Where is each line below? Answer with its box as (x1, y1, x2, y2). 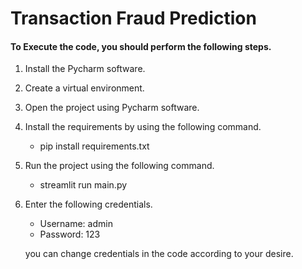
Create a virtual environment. (24, 82, 145, 94)
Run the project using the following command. (24, 160, 215, 172)
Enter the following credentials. (24, 198, 153, 211)
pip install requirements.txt (39, 140, 150, 152)
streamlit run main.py (39, 179, 128, 191)
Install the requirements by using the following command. (24, 121, 262, 133)
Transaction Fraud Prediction (10, 7, 257, 30)
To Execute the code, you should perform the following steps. (10, 40, 272, 52)
